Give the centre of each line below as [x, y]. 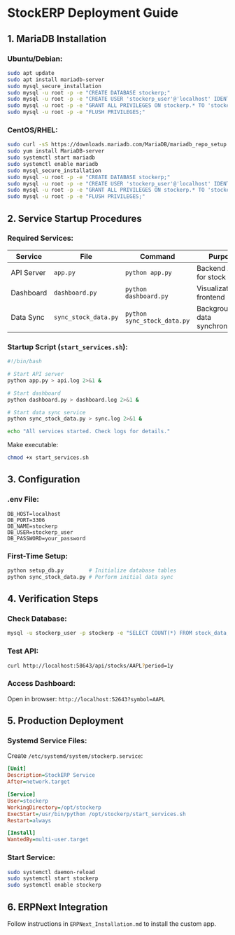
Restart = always [29, 820]
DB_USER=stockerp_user [40, 532]
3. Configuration [44, 480]
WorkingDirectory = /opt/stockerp [54, 807]
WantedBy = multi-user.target [48, 840]
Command [157, 256]
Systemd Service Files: [47, 741]
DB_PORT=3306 [26, 520]
